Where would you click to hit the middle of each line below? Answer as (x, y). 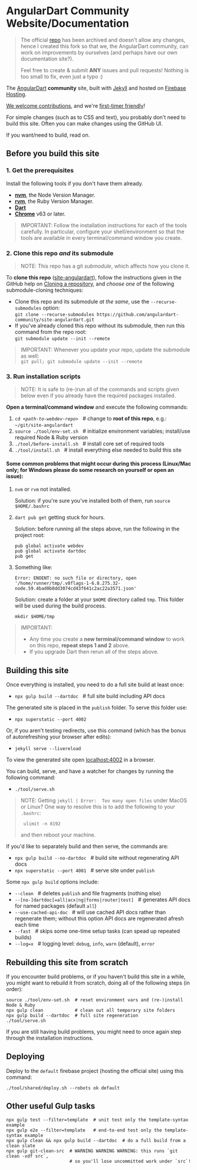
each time (27, 925)
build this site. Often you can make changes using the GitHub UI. (85, 123)
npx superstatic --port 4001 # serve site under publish (85, 870)
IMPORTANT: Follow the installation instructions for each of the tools (104, 225)
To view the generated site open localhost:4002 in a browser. (81, 760)
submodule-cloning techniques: (45, 290)
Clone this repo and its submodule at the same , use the (82, 301)
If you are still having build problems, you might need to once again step (94, 1032)
